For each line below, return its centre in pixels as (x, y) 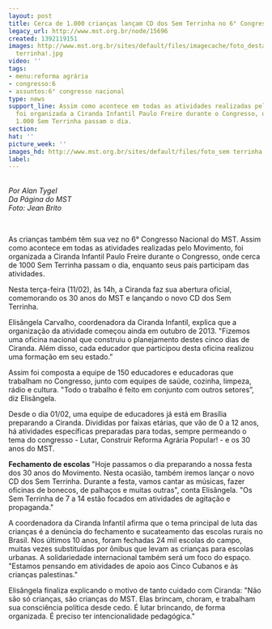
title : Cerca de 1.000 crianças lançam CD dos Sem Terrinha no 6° (123, 24)
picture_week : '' (38, 144)
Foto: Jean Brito (35, 208)
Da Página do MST (40, 199)
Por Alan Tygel (33, 190)
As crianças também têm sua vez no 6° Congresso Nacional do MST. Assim (135, 239)
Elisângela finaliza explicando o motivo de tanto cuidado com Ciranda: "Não (135, 590)
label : (19, 159)
